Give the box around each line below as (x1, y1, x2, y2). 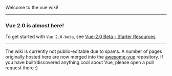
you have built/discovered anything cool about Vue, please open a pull (5, 59, 154, 66)
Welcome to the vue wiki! (5, 5, 59, 10)
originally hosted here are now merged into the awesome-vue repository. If (5, 54, 164, 60)
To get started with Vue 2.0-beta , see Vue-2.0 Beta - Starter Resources (5, 33, 156, 40)
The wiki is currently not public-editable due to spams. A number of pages (5, 48, 162, 54)
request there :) (5, 65, 38, 71)
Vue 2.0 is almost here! (5, 22, 64, 29)
